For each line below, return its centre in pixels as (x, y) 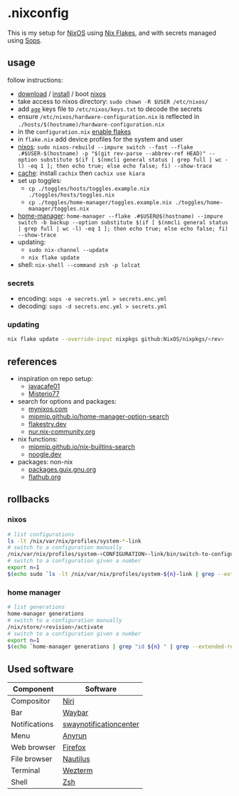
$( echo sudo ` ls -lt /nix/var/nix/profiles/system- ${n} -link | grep (111, 574)
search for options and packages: (67, 402)
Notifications (32, 724)
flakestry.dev (47, 424)
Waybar (76, 713)
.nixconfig (38, 13)
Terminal (26, 770)
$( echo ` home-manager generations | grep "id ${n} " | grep (99, 647)
